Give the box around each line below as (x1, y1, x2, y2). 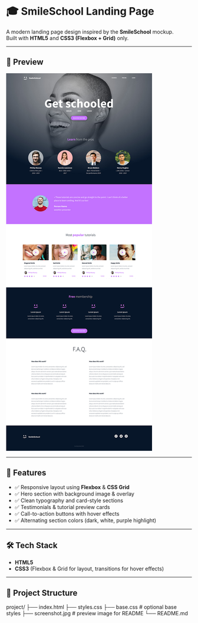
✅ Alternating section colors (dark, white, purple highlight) (14, 517, 157, 524)
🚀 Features (6, 468, 47, 478)
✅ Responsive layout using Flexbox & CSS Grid (14, 483, 130, 490)
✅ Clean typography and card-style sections (14, 497, 124, 504)
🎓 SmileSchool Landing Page (6, 5, 154, 18)
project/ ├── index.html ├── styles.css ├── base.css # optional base (6, 604, 177, 611)
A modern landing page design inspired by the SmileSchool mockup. (6, 28, 174, 35)
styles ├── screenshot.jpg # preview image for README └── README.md (6, 610, 189, 617)
